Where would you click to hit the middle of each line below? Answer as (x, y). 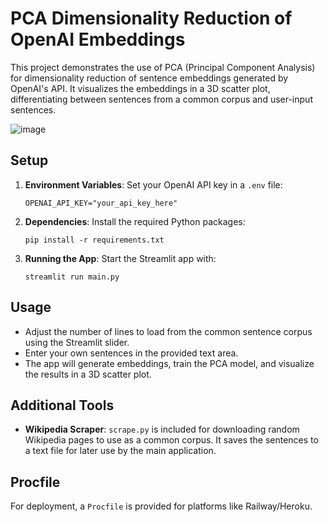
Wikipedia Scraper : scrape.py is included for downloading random (162, 429)
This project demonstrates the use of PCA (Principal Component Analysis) (163, 67)
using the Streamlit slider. (77, 342)
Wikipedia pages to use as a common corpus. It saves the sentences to (171, 440)
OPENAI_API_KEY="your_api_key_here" (101, 203)
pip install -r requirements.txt (94, 240)
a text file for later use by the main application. (120, 451)
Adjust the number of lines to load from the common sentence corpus (168, 331)
